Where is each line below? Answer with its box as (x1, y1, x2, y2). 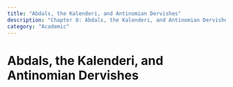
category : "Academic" (7, 23, 70, 30)
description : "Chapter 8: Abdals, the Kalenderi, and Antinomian (7, 17, 200, 23)
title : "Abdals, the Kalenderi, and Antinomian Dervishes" (7, 10, 182, 17)
